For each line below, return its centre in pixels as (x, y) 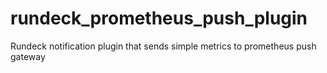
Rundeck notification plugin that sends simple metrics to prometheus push (163, 46)
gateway (28, 56)
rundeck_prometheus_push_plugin (159, 18)
